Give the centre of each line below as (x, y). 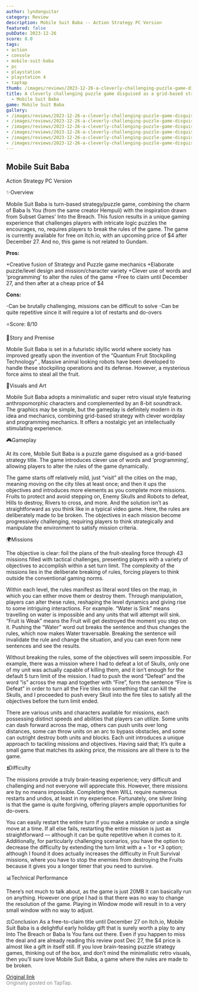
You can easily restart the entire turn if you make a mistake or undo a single (98, 822)
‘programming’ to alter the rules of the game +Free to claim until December (97, 277)
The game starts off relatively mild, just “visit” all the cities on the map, (92, 478)
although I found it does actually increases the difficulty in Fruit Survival (93, 854)
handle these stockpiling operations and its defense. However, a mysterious (98, 368)
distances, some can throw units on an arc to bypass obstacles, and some (96, 732)
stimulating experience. (34, 428)
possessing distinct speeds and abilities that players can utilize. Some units (98, 719)
